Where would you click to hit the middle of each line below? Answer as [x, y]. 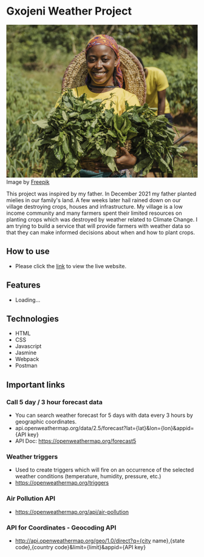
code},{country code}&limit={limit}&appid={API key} [80, 547]
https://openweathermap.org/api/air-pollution [72, 511]
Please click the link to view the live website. [70, 266]
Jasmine [26, 353]
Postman [26, 366]
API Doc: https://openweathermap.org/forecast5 [76, 441]
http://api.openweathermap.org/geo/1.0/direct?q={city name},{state [100, 541]
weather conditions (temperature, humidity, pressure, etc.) [88, 476]
